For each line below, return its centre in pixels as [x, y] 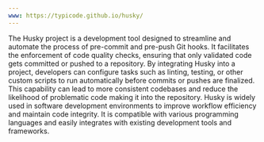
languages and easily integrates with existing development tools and [120, 122]
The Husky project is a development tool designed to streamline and [120, 38]
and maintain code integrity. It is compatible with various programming [124, 114]
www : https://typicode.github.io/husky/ [76, 15]
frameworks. [29, 131]
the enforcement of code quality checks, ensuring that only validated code [130, 55]
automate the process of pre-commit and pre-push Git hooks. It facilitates [129, 46]
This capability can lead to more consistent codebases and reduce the [123, 89]
